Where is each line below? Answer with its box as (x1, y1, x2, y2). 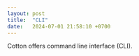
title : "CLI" (7, 17, 49, 24)
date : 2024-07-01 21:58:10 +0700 (7, 23, 111, 30)
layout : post (7, 10, 45, 17)
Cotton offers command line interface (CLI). (7, 42, 133, 50)
